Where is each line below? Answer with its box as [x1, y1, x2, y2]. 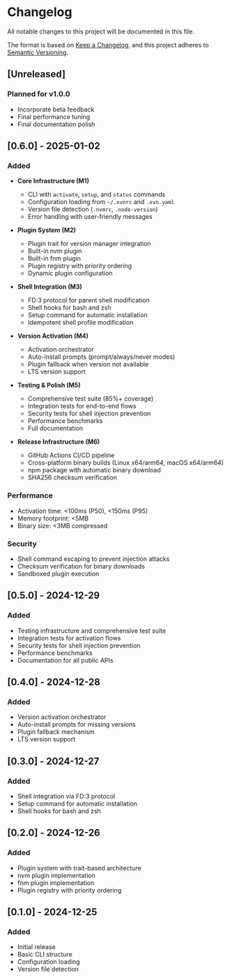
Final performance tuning [17, 112, 91, 121]
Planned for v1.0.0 [7, 89, 70, 99]
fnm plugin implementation [17, 879, 95, 887]
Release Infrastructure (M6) [17, 438, 100, 446]
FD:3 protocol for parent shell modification [27, 296, 150, 305]
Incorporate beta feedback [17, 105, 95, 114]
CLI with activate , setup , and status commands [27, 190, 166, 199]
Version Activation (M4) [17, 332, 89, 340]
